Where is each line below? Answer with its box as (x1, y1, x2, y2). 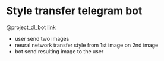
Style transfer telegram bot (6, 4, 143, 18)
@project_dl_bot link (6, 24, 56, 31)
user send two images (14, 35, 70, 42)
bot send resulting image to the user (14, 47, 104, 54)
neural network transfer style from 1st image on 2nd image (14, 41, 159, 49)
